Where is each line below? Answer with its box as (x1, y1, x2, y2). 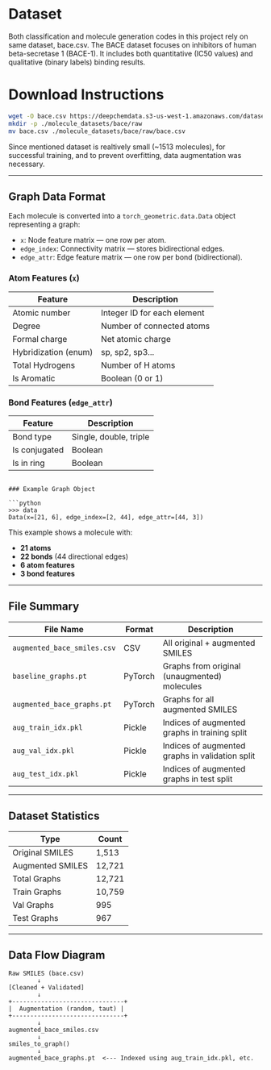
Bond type (12, 431, 52, 442)
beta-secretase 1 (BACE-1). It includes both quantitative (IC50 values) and (8, 48, 253, 58)
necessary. (8, 159, 46, 169)
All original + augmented (162, 637, 256, 648)
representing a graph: (8, 219, 81, 230)
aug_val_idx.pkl (12, 746, 75, 755)
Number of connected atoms (100, 320, 211, 331)
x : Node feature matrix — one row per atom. (19, 235, 167, 245)
